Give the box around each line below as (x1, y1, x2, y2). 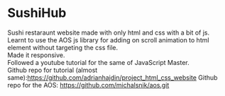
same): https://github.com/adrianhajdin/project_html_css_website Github (7, 73, 218, 82)
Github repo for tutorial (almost (7, 66, 98, 74)
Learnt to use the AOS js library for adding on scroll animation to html (7, 35, 209, 44)
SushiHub (7, 5, 67, 21)
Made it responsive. (7, 51, 65, 59)
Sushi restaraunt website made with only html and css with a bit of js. (7, 28, 210, 37)
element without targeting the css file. (7, 43, 119, 52)
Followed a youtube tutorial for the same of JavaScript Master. (7, 58, 190, 66)
